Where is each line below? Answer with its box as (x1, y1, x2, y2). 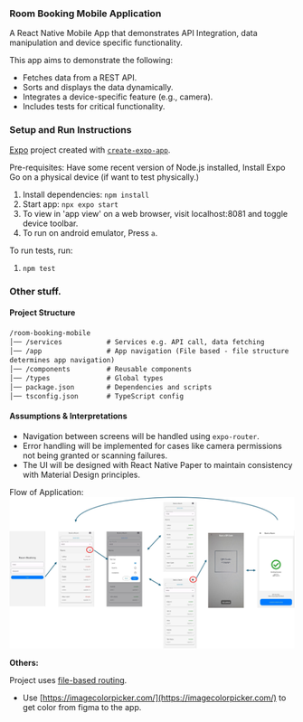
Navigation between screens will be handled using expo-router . (22, 430, 260, 441)
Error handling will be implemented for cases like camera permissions (22, 440, 282, 451)
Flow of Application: (9, 486, 84, 497)
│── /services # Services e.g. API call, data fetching (9, 337, 265, 346)
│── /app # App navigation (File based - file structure (9, 346, 289, 355)
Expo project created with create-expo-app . (9, 144, 171, 155)
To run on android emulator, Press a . (22, 227, 158, 238)
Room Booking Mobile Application (9, 7, 162, 20)
